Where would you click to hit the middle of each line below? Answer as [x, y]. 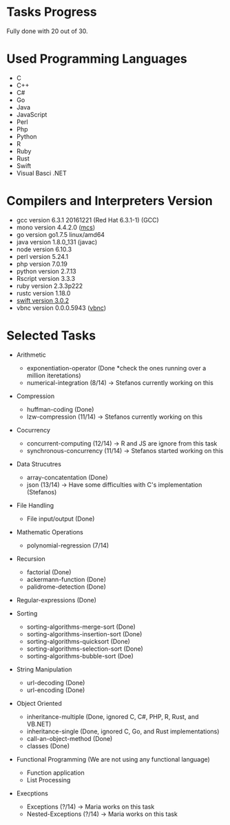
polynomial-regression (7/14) [68, 545]
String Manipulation [44, 669]
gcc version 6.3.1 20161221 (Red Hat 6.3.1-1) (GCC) [87, 220]
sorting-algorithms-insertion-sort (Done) [84, 634]
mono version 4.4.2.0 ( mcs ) [56, 227]
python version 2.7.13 [46, 271]
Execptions [32, 793]
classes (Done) [48, 746]
